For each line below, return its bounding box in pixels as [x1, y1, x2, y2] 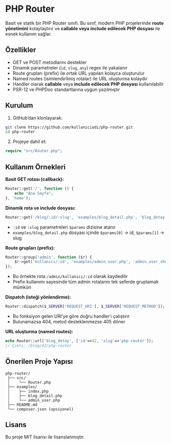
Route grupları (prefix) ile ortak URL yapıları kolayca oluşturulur [12, 70, 145, 76]
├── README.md [7, 402, 38, 407]
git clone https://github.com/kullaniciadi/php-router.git [5, 125, 133, 130]
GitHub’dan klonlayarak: [12, 114, 63, 121]
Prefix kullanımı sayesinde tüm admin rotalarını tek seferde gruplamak [12, 279, 159, 285]
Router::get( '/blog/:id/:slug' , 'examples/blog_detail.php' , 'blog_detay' [5, 215, 167, 220]
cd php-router [5, 129, 36, 134]
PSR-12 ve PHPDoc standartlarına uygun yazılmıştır [12, 86, 120, 92]
